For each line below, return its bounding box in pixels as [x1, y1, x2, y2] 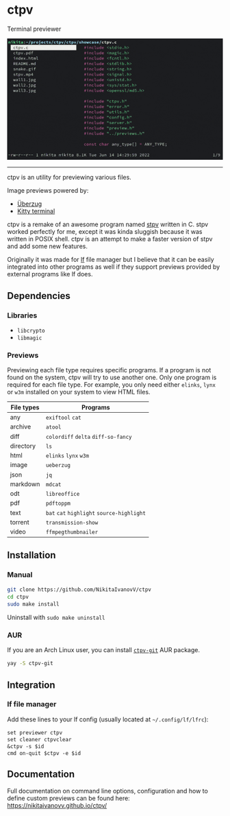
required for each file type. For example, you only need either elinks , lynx [7, 381, 216, 389]
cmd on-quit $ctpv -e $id [7, 749, 81, 756]
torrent [10, 518, 29, 526]
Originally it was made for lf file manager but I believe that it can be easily [7, 256, 214, 264]
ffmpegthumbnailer [45, 529, 99, 536]
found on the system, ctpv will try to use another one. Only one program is [7, 373, 217, 382]
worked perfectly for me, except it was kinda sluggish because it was [7, 228, 203, 236]
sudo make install [7, 601, 60, 608]
